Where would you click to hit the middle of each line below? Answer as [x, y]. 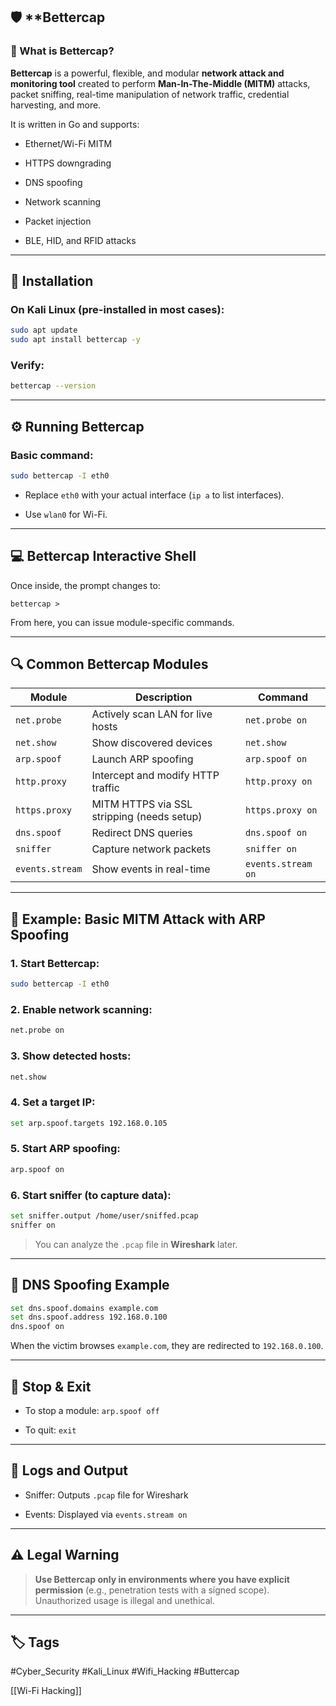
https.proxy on [281, 810]
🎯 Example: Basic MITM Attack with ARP [138, 919]
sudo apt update [44, 330]
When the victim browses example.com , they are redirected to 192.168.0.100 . [167, 1346]
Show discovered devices [152, 743]
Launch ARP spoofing [142, 759]
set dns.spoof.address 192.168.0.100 [89, 1317]
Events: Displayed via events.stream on [106, 1514]
